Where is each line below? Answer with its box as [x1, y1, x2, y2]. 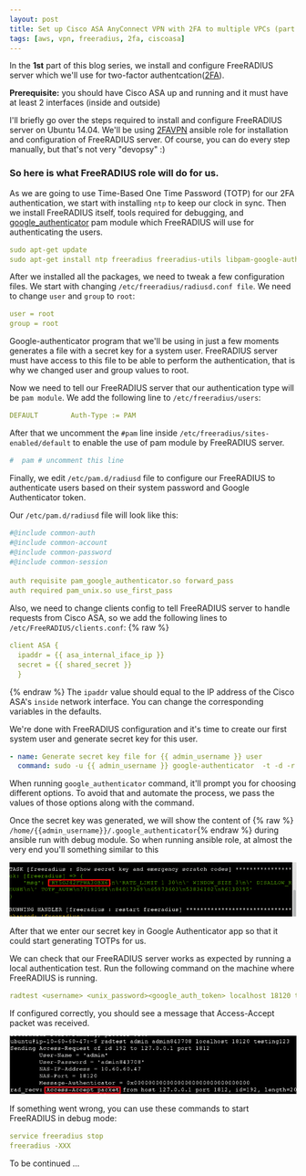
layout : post [9, 15, 59, 24]
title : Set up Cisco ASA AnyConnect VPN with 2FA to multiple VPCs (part [9, 24, 296, 34]
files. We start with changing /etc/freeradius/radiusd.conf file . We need [9, 281, 291, 292]
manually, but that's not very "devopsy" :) [9, 144, 166, 155]
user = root [9, 310, 55, 319]
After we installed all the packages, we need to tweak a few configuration [9, 271, 285, 282]
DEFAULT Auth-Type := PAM [9, 411, 137, 420]
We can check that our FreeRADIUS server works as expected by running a [9, 953, 291, 964]
